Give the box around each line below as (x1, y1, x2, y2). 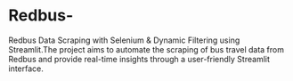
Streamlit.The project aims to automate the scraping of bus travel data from (8, 44, 284, 54)
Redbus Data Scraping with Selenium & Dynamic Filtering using (8, 35, 240, 45)
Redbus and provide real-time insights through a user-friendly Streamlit (8, 53, 271, 64)
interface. (8, 63, 44, 74)
